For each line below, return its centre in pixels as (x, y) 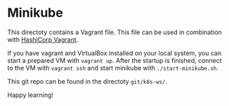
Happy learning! (31, 95)
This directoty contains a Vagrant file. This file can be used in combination (115, 32)
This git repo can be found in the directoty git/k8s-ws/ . (87, 81)
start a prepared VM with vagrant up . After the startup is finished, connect (115, 60)
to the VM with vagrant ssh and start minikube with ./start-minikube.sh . (113, 68)
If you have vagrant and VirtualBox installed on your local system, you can (115, 53)
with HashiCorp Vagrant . (43, 39)
